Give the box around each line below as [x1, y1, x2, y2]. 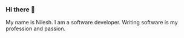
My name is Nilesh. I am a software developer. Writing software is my [5, 19, 178, 26]
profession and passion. [5, 25, 66, 32]
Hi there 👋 [5, 5, 36, 14]
